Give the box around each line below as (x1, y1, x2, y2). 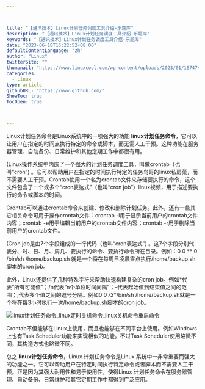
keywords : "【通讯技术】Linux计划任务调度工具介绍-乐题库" (6, 36, 142, 43)
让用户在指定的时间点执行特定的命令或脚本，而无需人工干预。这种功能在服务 (6, 140, 199, 147)
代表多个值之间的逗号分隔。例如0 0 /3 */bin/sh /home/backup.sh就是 (18, 291, 191, 298)
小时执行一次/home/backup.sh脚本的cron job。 (31, 299, 149, 306)
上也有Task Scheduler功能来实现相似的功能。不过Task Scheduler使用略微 (6, 332, 191, 340)
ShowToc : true (6, 93, 43, 100)
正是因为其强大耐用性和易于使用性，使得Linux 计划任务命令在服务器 (16, 368, 187, 376)
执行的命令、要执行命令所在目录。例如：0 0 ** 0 (75, 248, 198, 255)
